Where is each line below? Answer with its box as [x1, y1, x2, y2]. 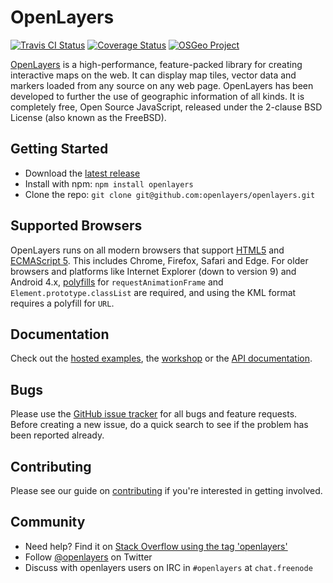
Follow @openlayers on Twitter [24, 551, 153, 563]
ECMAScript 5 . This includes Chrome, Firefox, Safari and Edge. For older [10, 254, 309, 266]
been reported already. [10, 429, 105, 441]
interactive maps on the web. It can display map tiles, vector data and [10, 69, 297, 81]
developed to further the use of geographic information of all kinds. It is [10, 90, 305, 102]
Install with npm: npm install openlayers [24, 177, 194, 190]
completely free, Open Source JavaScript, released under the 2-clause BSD [10, 101, 323, 113]
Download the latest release [24, 167, 141, 179]
